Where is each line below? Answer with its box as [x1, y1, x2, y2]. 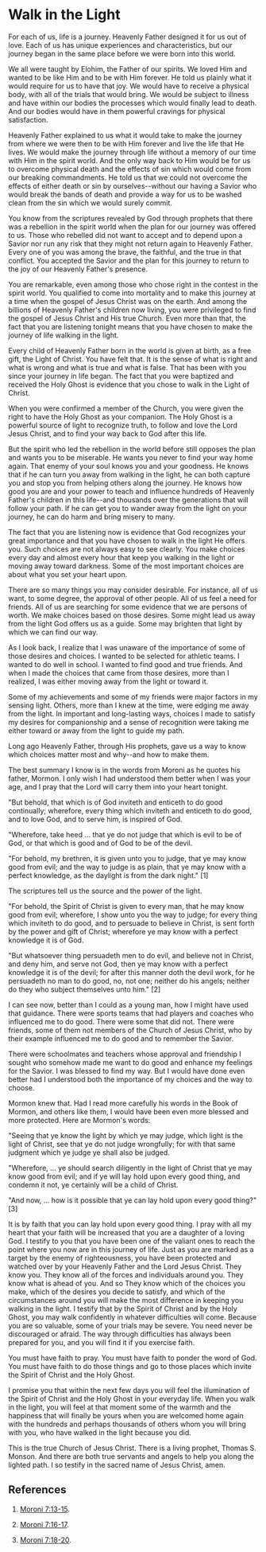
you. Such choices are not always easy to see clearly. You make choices [8, 544, 245, 554]
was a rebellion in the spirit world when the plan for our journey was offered [8, 221, 256, 232]
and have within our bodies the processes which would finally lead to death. [8, 98, 257, 107]
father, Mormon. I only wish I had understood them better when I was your [8, 774, 252, 783]
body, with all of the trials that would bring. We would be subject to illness [8, 89, 249, 99]
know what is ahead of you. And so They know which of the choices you [8, 1278, 246, 1288]
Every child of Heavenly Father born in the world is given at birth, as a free [8, 345, 252, 355]
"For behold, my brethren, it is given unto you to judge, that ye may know [8, 853, 247, 863]
